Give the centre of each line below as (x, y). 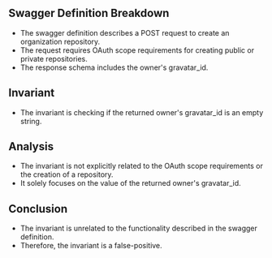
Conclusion (38, 209)
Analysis (31, 146)
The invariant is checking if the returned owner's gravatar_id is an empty (142, 112)
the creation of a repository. (67, 174)
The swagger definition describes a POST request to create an (125, 32)
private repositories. (54, 58)
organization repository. (60, 41)
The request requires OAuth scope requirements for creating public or (137, 50)
